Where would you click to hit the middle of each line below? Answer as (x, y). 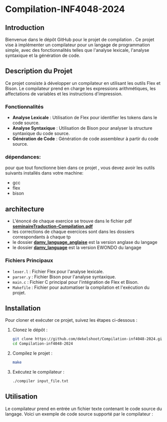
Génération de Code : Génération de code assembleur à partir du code (85, 139)
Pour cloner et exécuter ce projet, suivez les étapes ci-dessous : (71, 320)
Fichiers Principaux (29, 260)
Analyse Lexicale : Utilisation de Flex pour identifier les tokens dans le (85, 118)
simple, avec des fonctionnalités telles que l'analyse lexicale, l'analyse (77, 50)
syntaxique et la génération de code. (43, 55)
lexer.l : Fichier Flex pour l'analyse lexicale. (58, 271)
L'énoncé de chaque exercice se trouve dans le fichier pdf (72, 221)
